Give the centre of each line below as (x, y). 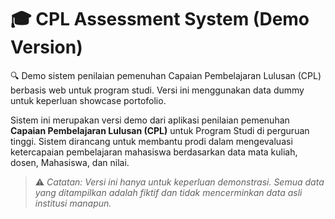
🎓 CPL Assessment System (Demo (160, 19)
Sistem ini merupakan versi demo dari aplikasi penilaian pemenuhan (150, 120)
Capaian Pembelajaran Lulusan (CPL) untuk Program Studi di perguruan (160, 130)
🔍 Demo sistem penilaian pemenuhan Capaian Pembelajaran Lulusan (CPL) (166, 75)
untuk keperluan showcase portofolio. (88, 100)
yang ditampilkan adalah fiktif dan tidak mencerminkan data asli (168, 192)
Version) (46, 47)
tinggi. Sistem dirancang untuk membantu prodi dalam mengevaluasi (151, 141)
